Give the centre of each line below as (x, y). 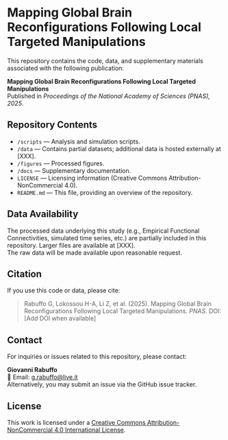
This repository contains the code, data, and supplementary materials (105, 60)
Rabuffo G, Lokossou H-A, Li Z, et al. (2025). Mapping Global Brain (118, 304)
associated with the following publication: (66, 68)
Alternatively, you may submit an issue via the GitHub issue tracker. (102, 384)
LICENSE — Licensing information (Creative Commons (92, 178)
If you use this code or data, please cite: (64, 290)
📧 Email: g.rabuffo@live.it (42, 377)
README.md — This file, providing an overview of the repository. (105, 192)
